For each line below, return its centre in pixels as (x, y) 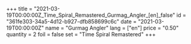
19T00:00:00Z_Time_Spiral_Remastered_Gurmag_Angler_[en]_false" (91, 15)
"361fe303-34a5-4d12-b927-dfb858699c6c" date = (72, 21)
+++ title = (20, 9)
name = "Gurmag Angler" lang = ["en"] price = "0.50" (112, 28)
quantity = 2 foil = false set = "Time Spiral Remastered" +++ (81, 34)
